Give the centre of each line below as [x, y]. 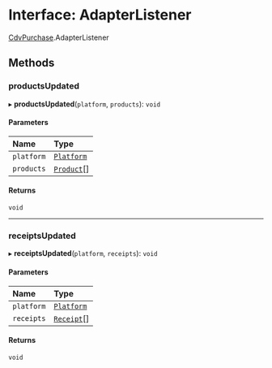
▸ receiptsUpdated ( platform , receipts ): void [83, 253]
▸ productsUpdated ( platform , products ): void [84, 104]
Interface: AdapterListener [100, 15]
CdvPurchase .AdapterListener [59, 37]
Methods [32, 63]
